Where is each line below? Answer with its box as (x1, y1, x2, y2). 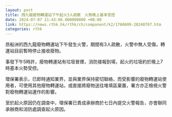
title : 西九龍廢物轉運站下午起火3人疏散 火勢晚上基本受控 (5, 12, 115, 17)
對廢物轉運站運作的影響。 (5, 89, 59, 95)
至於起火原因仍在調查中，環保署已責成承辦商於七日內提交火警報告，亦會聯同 (5, 100, 167, 106)
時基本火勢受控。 (5, 65, 41, 71)
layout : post (5, 7, 33, 13)
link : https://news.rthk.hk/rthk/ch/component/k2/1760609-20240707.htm (5, 22, 161, 27)
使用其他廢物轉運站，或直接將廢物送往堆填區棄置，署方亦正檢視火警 (23, 83, 167, 89)
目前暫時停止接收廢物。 (14, 48, 64, 54)
